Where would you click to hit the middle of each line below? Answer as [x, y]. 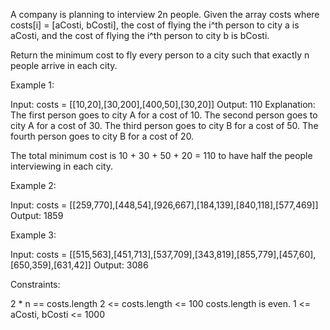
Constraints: [35, 284]
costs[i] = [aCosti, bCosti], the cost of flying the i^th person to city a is [155, 25]
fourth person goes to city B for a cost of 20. [102, 136]
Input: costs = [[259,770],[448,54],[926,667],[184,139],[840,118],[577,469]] [164, 205]
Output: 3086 [121, 265]
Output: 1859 [37, 215]
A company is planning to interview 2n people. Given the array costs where [165, 14]
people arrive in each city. [64, 65]
